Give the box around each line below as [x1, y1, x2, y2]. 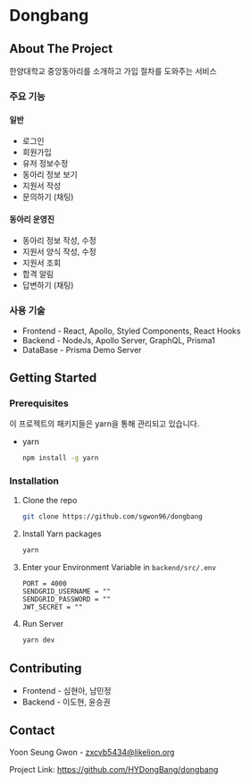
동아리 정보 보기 [21, 169, 78, 180]
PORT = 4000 [21, 579, 67, 588]
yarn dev [21, 636, 55, 645]
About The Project [9, 41, 113, 56]
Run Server [21, 619, 64, 629]
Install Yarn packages [21, 528, 102, 539]
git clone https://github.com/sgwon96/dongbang [21, 512, 203, 521]
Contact [9, 723, 55, 738]
